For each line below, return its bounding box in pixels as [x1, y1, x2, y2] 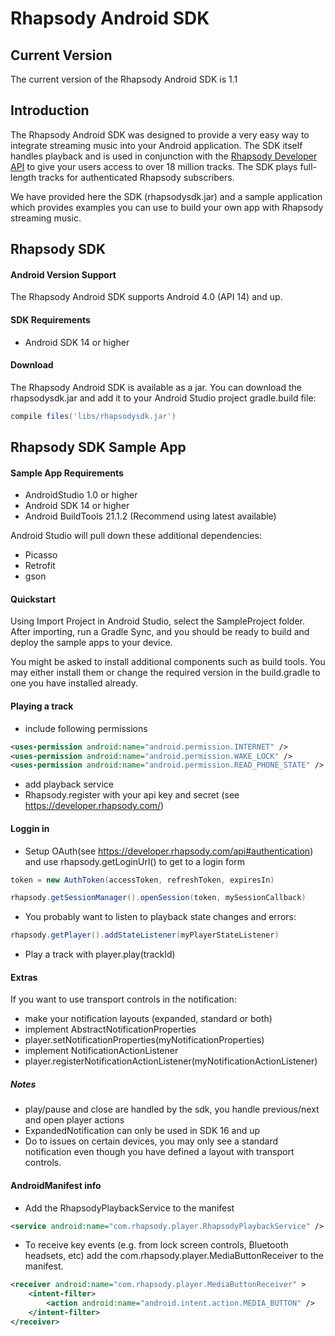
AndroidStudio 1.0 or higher [24, 489, 138, 501]
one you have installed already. [10, 677, 138, 689]
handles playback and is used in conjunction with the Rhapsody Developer [10, 150, 318, 162]
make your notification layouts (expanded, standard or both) [24, 1013, 273, 1025]
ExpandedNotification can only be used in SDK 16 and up [24, 1125, 261, 1137]
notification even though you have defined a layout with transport [24, 1146, 295, 1158]
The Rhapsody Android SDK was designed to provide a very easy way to [10, 128, 310, 141]
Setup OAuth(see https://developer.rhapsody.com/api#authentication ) [24, 845, 314, 857]
